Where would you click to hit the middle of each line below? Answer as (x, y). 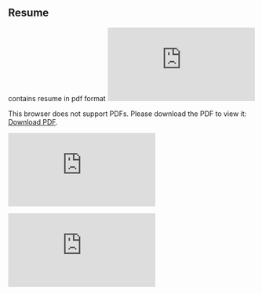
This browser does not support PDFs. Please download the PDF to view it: (127, 114)
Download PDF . (33, 122)
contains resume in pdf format (57, 98)
